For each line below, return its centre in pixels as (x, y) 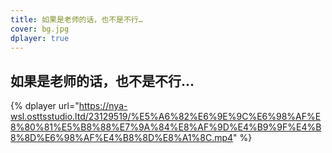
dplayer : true (40, 38)
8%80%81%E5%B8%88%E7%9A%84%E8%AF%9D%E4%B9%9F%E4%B (166, 127)
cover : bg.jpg (40, 29)
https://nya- (103, 106)
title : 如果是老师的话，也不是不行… (76, 19)
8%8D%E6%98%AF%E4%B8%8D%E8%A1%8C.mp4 (122, 138)
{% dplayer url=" (45, 106)
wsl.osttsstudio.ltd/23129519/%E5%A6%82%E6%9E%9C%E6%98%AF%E (166, 117)
